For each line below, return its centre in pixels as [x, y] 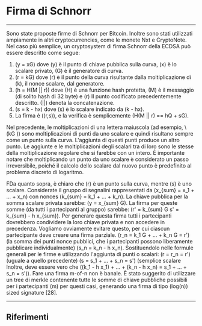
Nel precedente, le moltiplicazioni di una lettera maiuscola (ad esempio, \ [96, 127]
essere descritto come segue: [43, 52]
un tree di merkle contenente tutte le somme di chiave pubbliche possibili [97, 280]
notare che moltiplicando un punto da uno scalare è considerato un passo [98, 159]
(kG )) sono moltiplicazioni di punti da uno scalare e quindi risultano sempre [100, 133]
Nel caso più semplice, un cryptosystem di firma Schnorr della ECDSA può [99, 46]
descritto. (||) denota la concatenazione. [65, 102]
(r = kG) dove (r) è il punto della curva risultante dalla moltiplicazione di [103, 77]
